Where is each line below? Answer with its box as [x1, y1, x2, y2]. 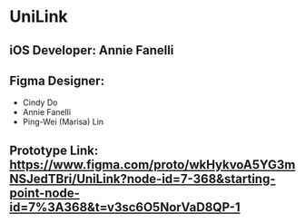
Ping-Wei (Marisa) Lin [22, 116, 104, 128]
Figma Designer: [9, 73, 105, 88]
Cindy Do [22, 97, 58, 108]
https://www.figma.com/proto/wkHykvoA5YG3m [9, 157, 296, 172]
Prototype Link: [9, 142, 99, 158]
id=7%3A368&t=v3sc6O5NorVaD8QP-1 [9, 199, 241, 215]
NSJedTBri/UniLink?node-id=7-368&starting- [9, 170, 276, 187]
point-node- [9, 185, 80, 200]
